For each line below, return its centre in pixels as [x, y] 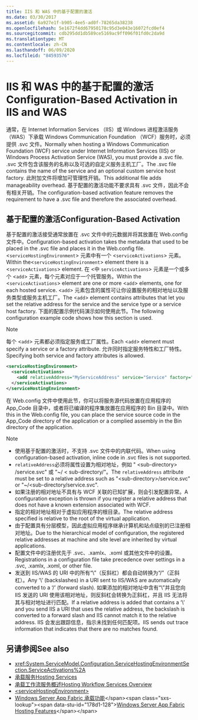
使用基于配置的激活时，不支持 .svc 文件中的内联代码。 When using [95, 450]
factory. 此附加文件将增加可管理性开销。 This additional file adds [84, 177]
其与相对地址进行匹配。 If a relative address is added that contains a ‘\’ [100, 602]
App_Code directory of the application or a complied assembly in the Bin [94, 421]
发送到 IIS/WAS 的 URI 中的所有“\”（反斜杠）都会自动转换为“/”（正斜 [97, 573]
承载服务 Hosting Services [46, 677]
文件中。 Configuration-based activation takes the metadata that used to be [97, 242]
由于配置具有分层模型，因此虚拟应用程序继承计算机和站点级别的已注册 [100, 525]
